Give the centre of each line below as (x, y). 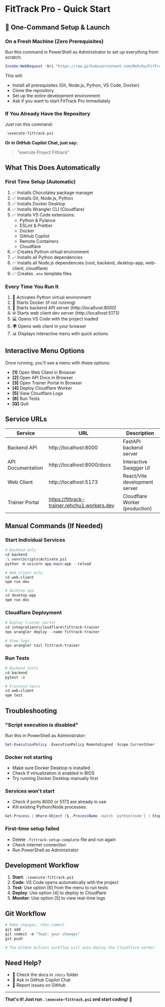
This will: (14, 75)
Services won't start (30, 791)
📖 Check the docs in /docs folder (45, 975)
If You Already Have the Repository (48, 113)
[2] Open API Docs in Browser (43, 377)
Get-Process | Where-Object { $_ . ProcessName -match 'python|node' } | (78, 816)
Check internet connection (39, 845)
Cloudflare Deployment (34, 613)
